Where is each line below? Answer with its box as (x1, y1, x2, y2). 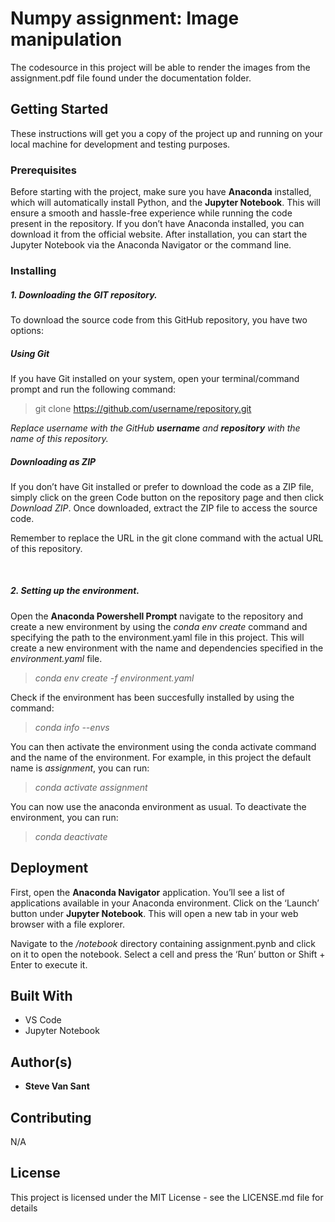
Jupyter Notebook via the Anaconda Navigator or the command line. (10, 239, 292, 251)
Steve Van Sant (24, 1080, 90, 1092)
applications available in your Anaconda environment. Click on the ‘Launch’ (10, 897, 320, 909)
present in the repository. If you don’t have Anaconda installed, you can (10, 218, 305, 230)
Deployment (10, 860, 89, 877)
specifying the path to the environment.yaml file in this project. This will (10, 631, 305, 643)
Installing (10, 263, 57, 277)
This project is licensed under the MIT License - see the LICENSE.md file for (10, 1191, 324, 1203)
